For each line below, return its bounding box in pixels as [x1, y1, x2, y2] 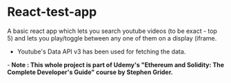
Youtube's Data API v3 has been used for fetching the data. [17, 47, 186, 56]
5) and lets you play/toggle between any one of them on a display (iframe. [7, 34, 217, 42]
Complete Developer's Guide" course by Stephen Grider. [7, 68, 174, 76]
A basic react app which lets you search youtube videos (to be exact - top [7, 27, 217, 35]
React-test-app [7, 4, 97, 20]
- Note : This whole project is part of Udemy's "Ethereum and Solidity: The [7, 60, 225, 69]
